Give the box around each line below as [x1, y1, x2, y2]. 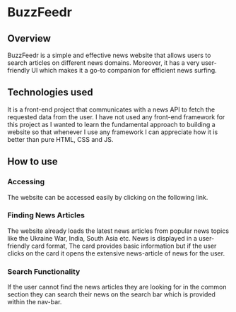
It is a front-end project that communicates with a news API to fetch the [7, 105, 216, 114]
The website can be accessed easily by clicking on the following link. [7, 193, 208, 201]
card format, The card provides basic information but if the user [31, 241, 217, 250]
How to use [7, 156, 58, 168]
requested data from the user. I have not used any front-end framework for [7, 112, 225, 121]
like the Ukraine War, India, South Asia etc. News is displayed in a [7, 234, 198, 242]
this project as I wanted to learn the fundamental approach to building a [7, 120, 216, 128]
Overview [7, 32, 52, 44]
